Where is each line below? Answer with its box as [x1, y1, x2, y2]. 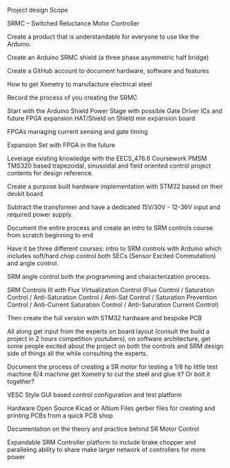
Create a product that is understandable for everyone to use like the [7, 32, 200, 41]
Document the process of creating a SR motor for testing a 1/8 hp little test [7, 362, 218, 371]
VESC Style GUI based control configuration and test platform [7, 391, 182, 399]
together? [7, 378, 35, 385]
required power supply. [7, 211, 73, 218]
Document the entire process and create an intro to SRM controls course [7, 224, 213, 232]
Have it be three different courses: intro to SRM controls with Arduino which [7, 244, 222, 253]
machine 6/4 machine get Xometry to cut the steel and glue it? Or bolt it [7, 370, 211, 378]
